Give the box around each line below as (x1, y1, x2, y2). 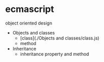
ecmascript (5, 3, 55, 15)
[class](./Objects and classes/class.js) (20, 35, 99, 41)
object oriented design (5, 20, 53, 26)
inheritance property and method (20, 51, 89, 57)
